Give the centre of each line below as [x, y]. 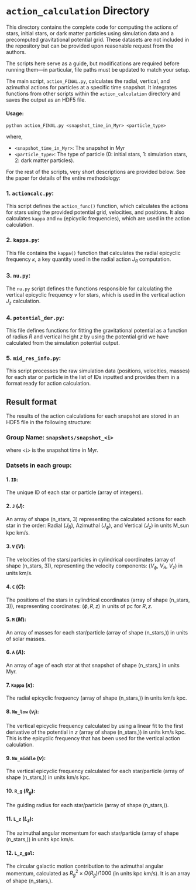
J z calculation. [23, 302]
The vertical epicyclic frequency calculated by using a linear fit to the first [95, 726]
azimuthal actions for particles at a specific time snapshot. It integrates [92, 87]
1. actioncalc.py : [30, 193]
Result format [32, 402]
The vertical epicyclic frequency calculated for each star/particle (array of [95, 771]
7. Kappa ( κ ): [20, 685]
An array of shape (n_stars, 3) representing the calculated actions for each [96, 519]
